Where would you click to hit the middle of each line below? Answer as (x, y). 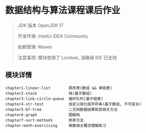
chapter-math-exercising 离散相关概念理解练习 (56, 125)
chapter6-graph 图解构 (43, 115)
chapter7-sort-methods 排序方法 (45, 120)
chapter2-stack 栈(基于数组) (49, 93)
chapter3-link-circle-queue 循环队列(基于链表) (54, 99)
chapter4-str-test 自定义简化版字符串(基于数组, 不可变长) (74, 104)
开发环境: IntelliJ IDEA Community (53, 36)
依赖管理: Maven (35, 47)
